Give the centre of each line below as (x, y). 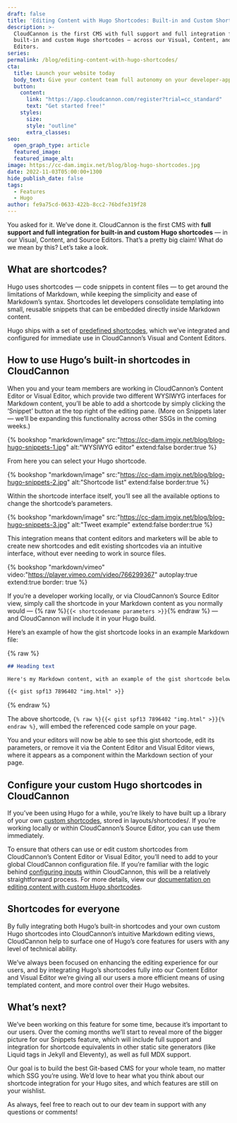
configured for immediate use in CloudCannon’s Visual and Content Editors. (117, 338)
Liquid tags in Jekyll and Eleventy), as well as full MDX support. (99, 1054)
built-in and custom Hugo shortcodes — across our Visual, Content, (116, 40)
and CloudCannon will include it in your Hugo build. (82, 618)
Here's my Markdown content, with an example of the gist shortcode (110, 679)
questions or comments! (43, 1112)
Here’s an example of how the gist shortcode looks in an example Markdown (118, 632)
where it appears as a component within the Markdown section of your (110, 755)
